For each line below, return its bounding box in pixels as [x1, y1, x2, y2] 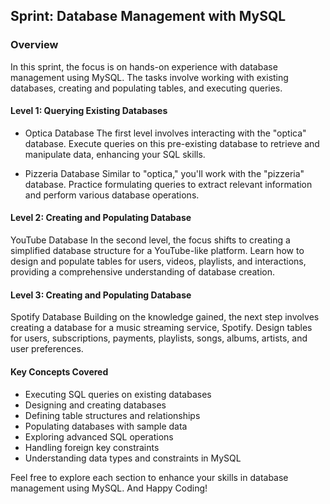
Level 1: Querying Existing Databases [10, 105, 168, 117]
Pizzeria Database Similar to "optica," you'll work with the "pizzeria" [24, 167, 305, 179]
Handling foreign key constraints [24, 441, 160, 453]
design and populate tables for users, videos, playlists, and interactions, [10, 255, 307, 268]
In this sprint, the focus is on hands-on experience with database [10, 60, 278, 73]
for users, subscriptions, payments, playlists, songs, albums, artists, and [10, 332, 308, 344]
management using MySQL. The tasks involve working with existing [10, 71, 289, 83]
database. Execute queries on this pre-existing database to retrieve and [24, 137, 320, 149]
